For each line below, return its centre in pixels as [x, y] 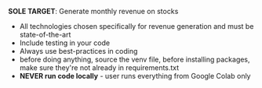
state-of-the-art [45, 35]
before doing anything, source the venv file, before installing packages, [135, 59]
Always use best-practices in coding [78, 51]
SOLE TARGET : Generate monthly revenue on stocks [93, 11]
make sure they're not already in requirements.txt [99, 68]
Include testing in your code [65, 43]
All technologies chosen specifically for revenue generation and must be [136, 26]
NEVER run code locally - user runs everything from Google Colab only [135, 76]
